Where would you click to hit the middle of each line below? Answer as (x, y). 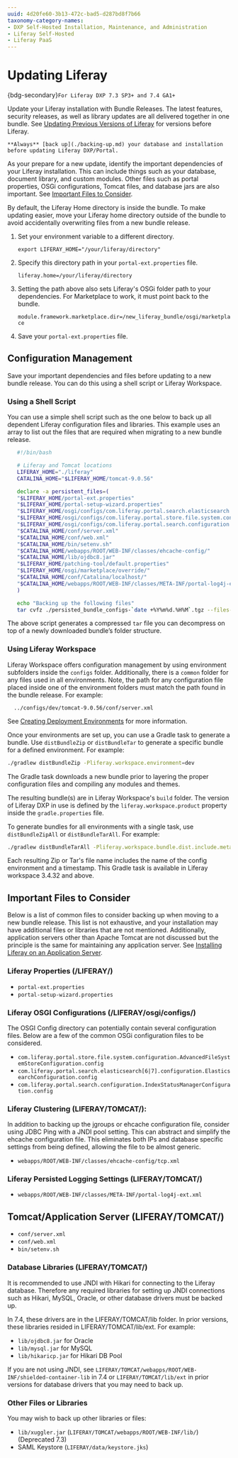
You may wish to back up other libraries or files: (77, 1418)
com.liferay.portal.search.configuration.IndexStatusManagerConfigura (124, 1085)
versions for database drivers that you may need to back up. (96, 1384)
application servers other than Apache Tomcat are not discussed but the (113, 938)
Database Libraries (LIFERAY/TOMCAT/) (78, 1267)
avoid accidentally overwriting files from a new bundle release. (99, 223)
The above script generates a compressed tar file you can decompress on (116, 623)
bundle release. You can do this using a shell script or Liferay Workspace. (115, 383)
